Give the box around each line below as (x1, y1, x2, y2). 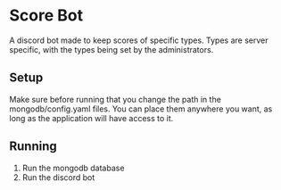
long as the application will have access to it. (9, 112, 174, 123)
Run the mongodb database (21, 162, 125, 173)
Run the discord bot (21, 171, 95, 183)
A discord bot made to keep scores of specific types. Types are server (9, 35, 269, 45)
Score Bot (9, 5, 83, 26)
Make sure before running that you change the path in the (9, 94, 221, 104)
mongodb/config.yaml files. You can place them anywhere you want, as (9, 103, 273, 114)
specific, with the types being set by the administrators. (9, 44, 214, 54)
